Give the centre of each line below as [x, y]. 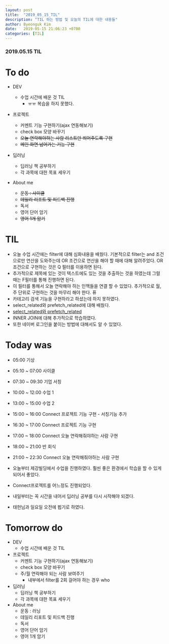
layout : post [19, 10]
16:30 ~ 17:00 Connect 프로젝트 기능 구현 [54, 425]
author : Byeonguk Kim [28, 24]
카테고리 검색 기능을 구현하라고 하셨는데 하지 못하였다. [66, 299]
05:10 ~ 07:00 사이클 [34, 370]
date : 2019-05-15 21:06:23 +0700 [43, 29]
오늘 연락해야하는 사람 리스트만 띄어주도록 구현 [66, 138]
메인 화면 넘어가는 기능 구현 [47, 144]
